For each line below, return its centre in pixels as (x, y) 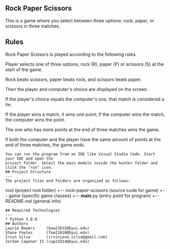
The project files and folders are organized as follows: (68, 181)
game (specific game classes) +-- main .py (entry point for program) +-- (84, 196)
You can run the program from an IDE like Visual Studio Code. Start (80, 154)
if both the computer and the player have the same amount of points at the (83, 139)
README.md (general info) (33, 201)
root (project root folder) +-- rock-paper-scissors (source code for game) (82, 190)
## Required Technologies (32, 210)
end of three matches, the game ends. (45, 145)
